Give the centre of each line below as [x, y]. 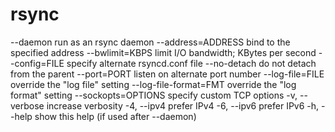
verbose [27, 105]
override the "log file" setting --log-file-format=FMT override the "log [153, 84]
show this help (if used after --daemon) [115, 116]
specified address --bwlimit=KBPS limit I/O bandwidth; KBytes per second [163, 52]
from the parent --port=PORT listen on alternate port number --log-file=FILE [167, 74]
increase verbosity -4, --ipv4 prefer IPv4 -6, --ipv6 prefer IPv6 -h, [183, 105]
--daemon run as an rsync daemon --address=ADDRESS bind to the [150, 42]
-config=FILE [37, 63]
